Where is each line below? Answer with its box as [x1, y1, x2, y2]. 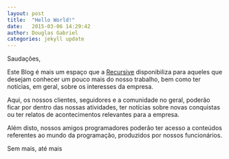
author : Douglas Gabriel [7, 29, 78, 36]
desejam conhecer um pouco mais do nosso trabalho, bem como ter [7, 75, 201, 83]
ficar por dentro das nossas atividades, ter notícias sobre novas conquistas [7, 103, 221, 112]
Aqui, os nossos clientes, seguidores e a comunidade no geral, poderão [7, 96, 210, 104]
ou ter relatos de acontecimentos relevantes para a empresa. [7, 111, 180, 119]
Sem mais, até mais [7, 145, 63, 153]
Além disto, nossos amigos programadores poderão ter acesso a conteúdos [7, 124, 222, 132]
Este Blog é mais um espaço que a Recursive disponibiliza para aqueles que [7, 68, 223, 76]
